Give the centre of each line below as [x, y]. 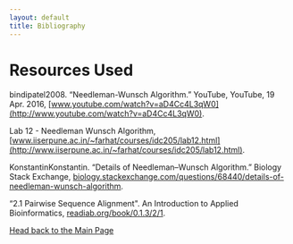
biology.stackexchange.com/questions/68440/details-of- [178, 177]
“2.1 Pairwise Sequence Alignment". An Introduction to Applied [124, 204]
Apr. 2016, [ [30, 105]
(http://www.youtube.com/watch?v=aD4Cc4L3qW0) [106, 114]
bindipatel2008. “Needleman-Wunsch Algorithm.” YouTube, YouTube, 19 [142, 95]
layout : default [39, 17]
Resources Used [71, 70]
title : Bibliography [48, 26]
